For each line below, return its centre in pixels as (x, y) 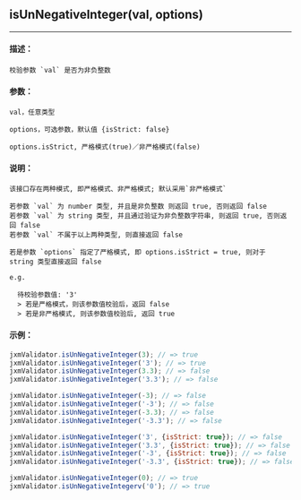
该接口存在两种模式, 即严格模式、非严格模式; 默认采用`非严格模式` (118, 189)
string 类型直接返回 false (56, 262)
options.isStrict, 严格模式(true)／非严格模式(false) (105, 147)
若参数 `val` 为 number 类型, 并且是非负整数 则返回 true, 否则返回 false (138, 207)
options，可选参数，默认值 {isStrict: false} (90, 130)
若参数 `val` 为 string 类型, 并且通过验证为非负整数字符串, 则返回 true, (136, 216)
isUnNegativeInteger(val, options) (106, 15)
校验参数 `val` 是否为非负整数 (60, 71)
